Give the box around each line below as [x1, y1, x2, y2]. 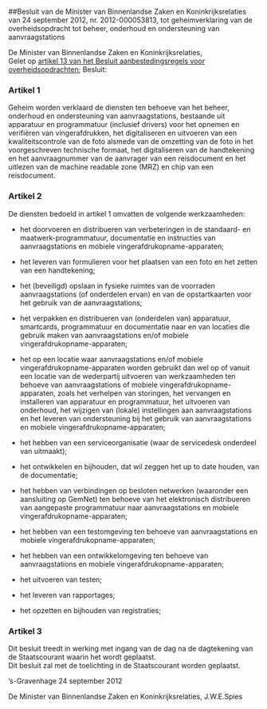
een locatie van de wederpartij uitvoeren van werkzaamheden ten [19, 371, 237, 380]
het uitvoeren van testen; [19, 575, 102, 584]
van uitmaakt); [19, 446, 68, 456]
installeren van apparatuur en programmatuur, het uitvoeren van [19, 396, 231, 406]
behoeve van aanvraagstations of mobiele [19, 380, 158, 389]
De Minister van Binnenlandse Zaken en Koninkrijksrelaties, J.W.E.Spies [8, 691, 243, 701]
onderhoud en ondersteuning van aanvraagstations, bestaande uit [8, 111, 226, 121]
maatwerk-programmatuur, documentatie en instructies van [19, 233, 216, 242]
